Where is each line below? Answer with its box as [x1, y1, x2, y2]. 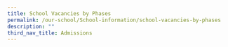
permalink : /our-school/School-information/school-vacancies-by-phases [7, 17, 221, 23]
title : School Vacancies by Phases [7, 10, 112, 17]
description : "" [7, 23, 55, 30]
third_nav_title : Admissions [7, 29, 93, 37]
